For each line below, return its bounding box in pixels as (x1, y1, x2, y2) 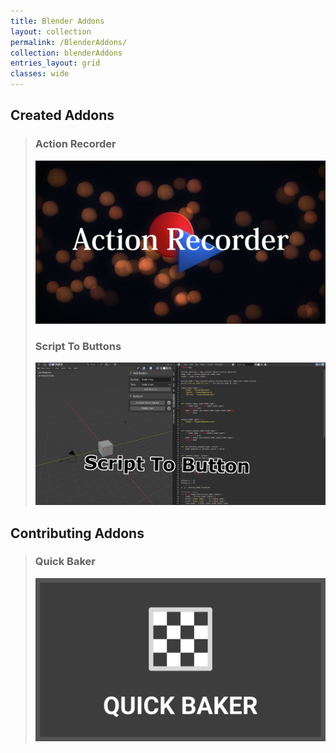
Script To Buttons (34, 339, 122, 353)
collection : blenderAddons (10, 48, 123, 58)
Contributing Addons (10, 525, 145, 542)
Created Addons (10, 107, 115, 124)
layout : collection (10, 26, 92, 37)
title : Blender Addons (10, 16, 105, 26)
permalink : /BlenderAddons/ (10, 37, 128, 47)
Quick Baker (34, 555, 96, 569)
